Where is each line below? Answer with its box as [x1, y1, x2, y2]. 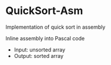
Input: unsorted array [14, 46, 66, 53]
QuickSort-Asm [5, 4, 83, 18]
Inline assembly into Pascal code [5, 35, 85, 42]
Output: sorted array [14, 52, 64, 59]
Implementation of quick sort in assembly [5, 23, 106, 30]
